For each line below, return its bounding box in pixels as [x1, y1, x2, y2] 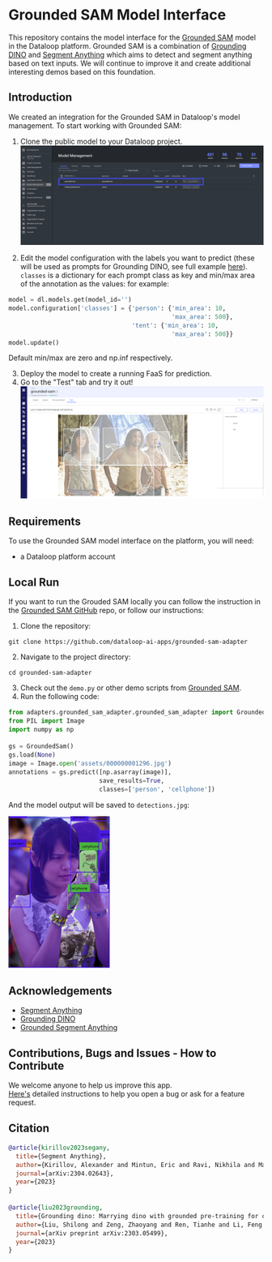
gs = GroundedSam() [8, 742, 74, 751]
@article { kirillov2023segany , [8, 1144, 111, 1152]
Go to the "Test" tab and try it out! [19, 377, 134, 387]
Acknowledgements [8, 984, 113, 998]
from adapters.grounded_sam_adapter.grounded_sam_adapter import [8, 708, 233, 716]
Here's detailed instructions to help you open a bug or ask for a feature [8, 1089, 245, 1099]
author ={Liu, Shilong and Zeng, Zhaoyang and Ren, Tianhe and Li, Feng [15, 1221, 263, 1229]
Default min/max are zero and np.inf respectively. [8, 353, 173, 363]
